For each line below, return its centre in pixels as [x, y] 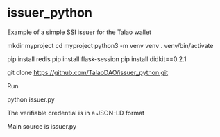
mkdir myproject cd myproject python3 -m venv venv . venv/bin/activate [110, 45]
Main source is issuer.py [42, 126]
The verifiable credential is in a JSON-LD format [76, 113]
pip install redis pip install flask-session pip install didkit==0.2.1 [97, 59]
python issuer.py [31, 99]
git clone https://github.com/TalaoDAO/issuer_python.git [88, 72]
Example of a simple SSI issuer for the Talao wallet [79, 32]
